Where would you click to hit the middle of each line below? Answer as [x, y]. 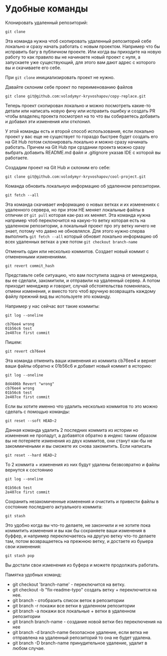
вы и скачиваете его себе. [33, 68]
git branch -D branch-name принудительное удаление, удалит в [80, 643]
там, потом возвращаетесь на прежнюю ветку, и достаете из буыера [79, 541]
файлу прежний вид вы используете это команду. [58, 296]
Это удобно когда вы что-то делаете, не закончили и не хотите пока [78, 525]
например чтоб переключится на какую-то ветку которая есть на [75, 220]
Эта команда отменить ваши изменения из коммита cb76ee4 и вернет [81, 361]
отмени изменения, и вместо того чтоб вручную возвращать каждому [81, 291]
